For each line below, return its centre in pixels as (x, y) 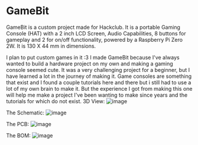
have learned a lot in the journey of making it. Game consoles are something (99, 76)
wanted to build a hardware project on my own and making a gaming (90, 64)
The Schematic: (25, 113)
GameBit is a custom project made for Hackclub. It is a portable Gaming (93, 27)
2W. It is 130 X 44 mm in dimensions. (51, 46)
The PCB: (18, 124)
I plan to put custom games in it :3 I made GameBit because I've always (93, 57)
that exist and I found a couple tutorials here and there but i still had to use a (99, 82)
